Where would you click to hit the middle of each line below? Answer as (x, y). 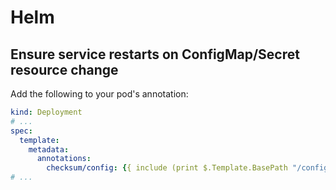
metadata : (49, 149)
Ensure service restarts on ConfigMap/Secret (155, 54)
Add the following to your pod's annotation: (99, 94)
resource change (64, 69)
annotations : (64, 159)
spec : (21, 131)
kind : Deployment (46, 112)
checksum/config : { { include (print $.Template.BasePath (167, 168)
